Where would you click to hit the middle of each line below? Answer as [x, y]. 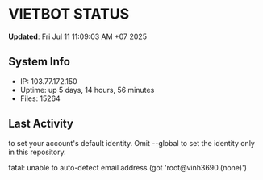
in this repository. [37, 152]
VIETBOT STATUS [69, 14]
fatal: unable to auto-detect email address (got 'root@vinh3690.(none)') [128, 167]
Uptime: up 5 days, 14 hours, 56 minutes [87, 90]
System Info [40, 62]
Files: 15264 [40, 98]
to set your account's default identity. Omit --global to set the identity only [132, 143]
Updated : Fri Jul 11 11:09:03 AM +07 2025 [78, 36]
